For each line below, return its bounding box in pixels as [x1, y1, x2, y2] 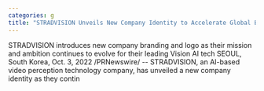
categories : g [8, 11, 55, 20]
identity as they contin [8, 74, 80, 83]
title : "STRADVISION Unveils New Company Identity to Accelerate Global [8, 19, 251, 27]
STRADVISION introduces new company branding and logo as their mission [8, 40, 252, 49]
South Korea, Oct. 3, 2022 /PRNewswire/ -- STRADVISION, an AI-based [8, 56, 240, 67]
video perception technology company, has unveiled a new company [8, 65, 232, 75]
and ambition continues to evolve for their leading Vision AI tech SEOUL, [8, 49, 242, 58]
